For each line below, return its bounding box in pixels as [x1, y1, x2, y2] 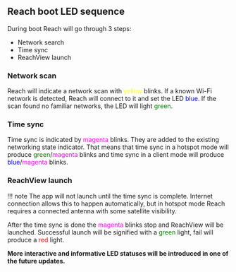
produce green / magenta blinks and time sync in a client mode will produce [7, 150, 224, 159]
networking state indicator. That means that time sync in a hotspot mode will [7, 143, 229, 151]
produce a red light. [7, 235, 65, 244]
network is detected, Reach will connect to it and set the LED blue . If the [7, 95, 217, 103]
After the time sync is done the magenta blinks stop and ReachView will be [7, 220, 224, 229]
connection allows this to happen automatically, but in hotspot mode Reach [7, 199, 225, 208]
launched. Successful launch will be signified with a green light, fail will [7, 227, 213, 236]
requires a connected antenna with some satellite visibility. [7, 206, 178, 215]
